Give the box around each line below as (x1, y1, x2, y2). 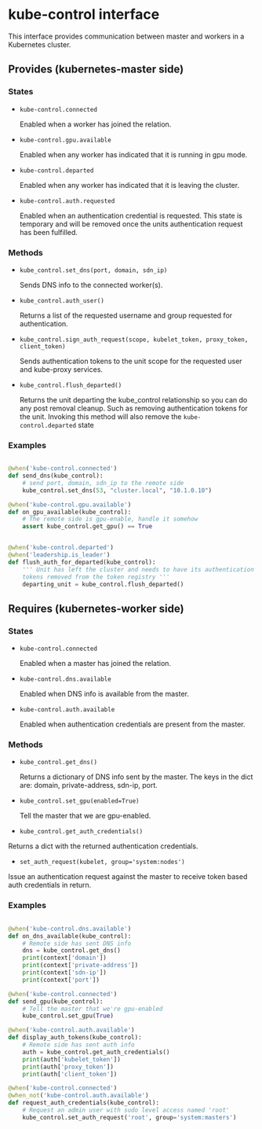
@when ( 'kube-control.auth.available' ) (8, 1026, 135, 1035)
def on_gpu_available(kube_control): (8, 508, 132, 516)
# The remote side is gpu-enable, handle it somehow (22, 515, 198, 524)
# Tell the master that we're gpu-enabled (22, 1005, 163, 1013)
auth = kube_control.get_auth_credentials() (22, 1048, 170, 1056)
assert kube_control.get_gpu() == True (22, 523, 153, 531)
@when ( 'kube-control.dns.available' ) (8, 925, 132, 932)
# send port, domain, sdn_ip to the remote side (22, 479, 184, 487)
